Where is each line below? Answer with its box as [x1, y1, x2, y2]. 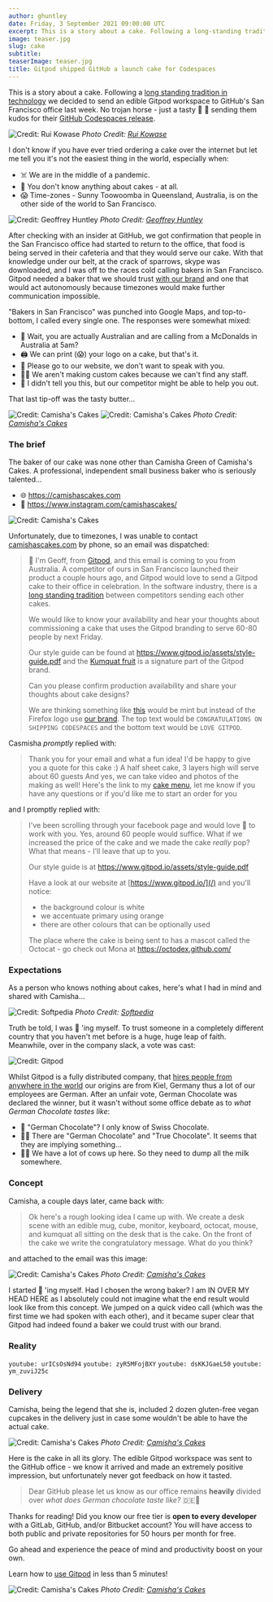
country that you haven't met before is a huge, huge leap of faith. [8, 1032, 227, 1041]
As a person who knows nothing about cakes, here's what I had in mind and [8, 983, 262, 992]
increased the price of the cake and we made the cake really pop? [28, 838, 250, 847]
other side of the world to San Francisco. [19, 199, 157, 209]
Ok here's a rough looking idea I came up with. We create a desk [28, 1212, 245, 1221]
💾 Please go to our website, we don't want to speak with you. [19, 360, 225, 371]
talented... [8, 474, 42, 485]
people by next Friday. [28, 632, 103, 642]
